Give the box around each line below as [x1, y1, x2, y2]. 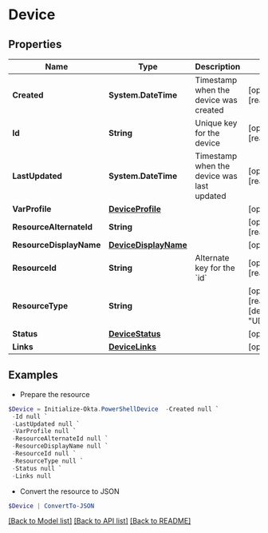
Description [195, 62, 241, 72]
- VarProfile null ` [11, 428, 77, 436]
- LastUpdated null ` [11, 420, 81, 428]
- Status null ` [11, 464, 62, 472]
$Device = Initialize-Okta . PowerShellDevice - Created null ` [8, 405, 219, 413]
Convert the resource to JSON [19, 486, 120, 496]
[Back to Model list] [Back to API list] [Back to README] [8, 516, 191, 526]
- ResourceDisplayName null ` [11, 442, 109, 451]
